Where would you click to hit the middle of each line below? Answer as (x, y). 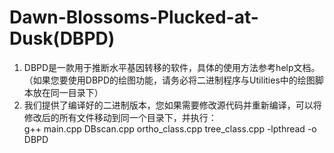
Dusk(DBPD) (62, 38)
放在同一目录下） (68, 92)
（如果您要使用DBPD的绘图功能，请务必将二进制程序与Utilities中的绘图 (169, 80)
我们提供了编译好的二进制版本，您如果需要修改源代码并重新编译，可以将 (172, 105)
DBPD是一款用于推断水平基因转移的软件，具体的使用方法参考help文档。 (172, 67)
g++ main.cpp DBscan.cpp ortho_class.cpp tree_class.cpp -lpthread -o (170, 128)
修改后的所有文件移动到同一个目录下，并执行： (120, 117)
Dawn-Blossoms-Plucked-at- (134, 17)
